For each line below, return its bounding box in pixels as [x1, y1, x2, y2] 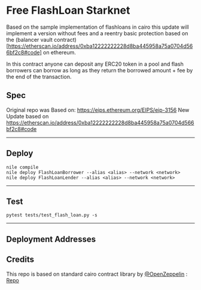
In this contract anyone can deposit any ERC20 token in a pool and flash [6, 60, 184, 68]
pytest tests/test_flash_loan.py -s [6, 212, 98, 218]
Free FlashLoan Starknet [6, 4, 130, 17]
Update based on [6, 112, 49, 120]
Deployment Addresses [6, 234, 96, 244]
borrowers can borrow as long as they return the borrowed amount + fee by [6, 66, 193, 74]
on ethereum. [42, 48, 77, 56]
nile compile [6, 164, 39, 170]
